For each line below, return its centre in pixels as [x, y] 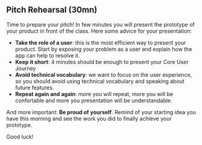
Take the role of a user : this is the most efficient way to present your [100, 42]
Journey [25, 68]
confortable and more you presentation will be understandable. [93, 100]
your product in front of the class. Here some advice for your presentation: [99, 31]
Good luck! [20, 137]
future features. [34, 88]
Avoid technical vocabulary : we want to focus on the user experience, [103, 74]
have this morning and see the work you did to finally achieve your [89, 118]
